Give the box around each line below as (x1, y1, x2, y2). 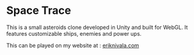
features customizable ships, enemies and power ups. (6, 30, 142, 37)
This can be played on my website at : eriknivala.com (6, 42, 139, 49)
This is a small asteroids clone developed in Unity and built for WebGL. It (6, 24, 189, 31)
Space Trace (6, 4, 71, 18)
